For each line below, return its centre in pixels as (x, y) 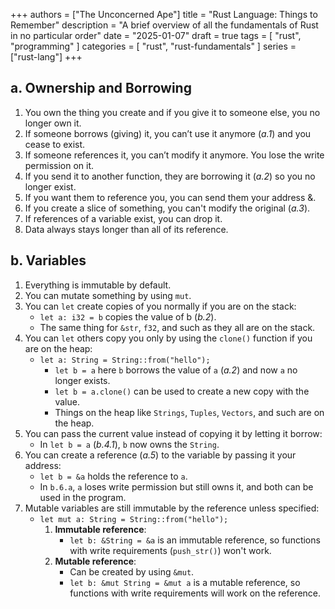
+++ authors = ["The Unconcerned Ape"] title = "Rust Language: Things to (164, 14)
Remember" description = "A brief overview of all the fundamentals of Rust (164, 25)
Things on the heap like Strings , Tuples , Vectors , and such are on (189, 412)
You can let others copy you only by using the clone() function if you (168, 338)
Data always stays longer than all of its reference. (126, 229)
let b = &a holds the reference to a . (113, 476)
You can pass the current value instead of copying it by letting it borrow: (173, 433)
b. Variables (48, 260)
